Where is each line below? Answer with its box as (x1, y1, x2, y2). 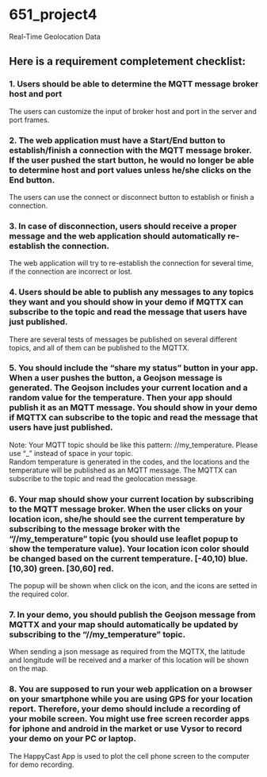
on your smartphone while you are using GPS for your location (9, 694, 253, 705)
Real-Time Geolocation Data (9, 32, 101, 41)
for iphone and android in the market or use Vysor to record (9, 723, 242, 734)
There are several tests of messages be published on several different (9, 335, 238, 344)
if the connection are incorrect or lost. (9, 267, 133, 277)
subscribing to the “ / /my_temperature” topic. (9, 629, 185, 640)
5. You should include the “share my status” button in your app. (9, 362, 258, 373)
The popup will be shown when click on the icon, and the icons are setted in (9, 581, 257, 591)
